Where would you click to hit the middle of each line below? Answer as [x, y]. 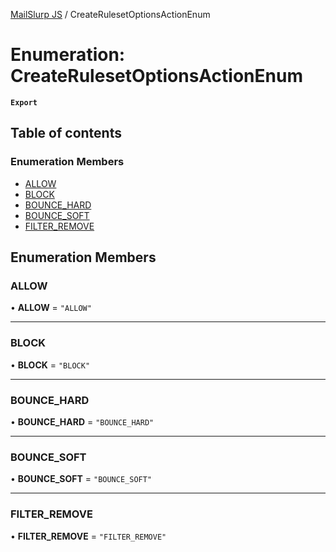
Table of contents [66, 133]
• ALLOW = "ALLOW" [51, 308]
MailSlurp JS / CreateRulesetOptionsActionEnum [110, 14]
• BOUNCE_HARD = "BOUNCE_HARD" [82, 421]
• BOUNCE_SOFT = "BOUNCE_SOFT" [81, 479]
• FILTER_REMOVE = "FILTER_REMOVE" [88, 536]
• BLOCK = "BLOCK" [50, 365]
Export [24, 102]
